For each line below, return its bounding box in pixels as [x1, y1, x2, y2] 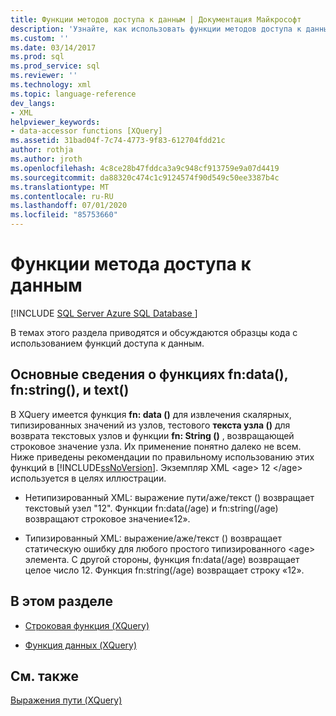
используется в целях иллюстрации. [10, 472, 167, 484]
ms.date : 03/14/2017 [10, 42, 97, 53]
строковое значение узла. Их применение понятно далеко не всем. [10, 440, 302, 452]
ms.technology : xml [10, 80, 92, 90]
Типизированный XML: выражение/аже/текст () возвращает [24, 532, 282, 544]
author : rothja [10, 145, 74, 155]
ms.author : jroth [10, 154, 83, 164]
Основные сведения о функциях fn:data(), [10, 366, 289, 383]
